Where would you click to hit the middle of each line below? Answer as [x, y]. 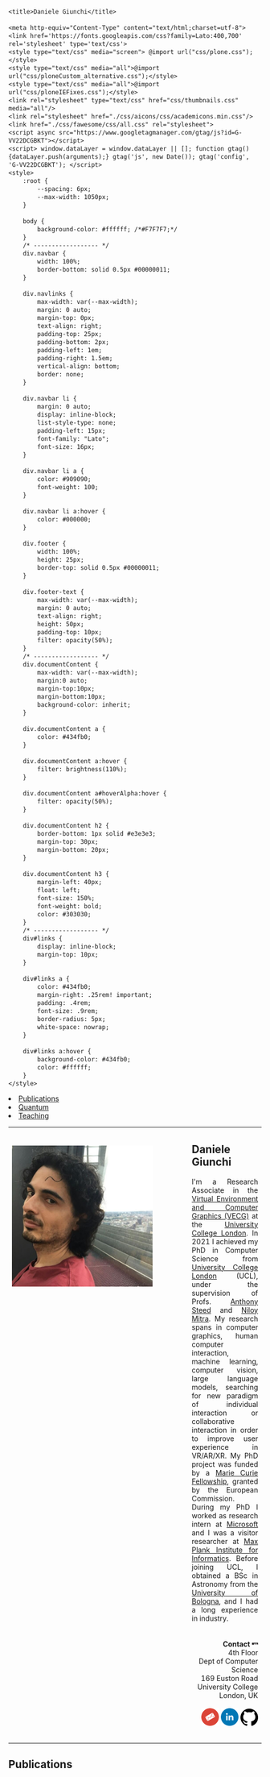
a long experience [225, 1609]
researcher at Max [225, 1541]
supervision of [225, 1293]
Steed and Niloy [225, 1310]
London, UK [239, 1695]
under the [225, 1284]
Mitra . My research [225, 1318]
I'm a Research [225, 1181]
